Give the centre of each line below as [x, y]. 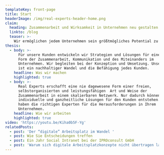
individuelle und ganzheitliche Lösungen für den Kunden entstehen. [89, 100]
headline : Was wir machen [40, 73]
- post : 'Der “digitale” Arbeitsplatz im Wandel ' [62, 132]
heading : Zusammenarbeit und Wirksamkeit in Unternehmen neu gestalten [84, 28]
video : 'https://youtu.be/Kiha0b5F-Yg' [46, 122]
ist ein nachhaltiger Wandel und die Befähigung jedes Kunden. [84, 69]
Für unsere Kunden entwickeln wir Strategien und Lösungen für [84, 55]
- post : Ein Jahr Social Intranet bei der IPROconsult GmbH [72, 141]
